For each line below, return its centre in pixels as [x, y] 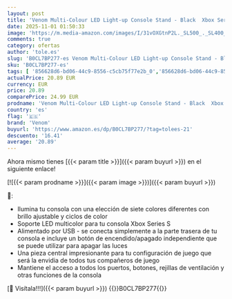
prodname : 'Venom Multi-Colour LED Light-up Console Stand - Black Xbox [116, 104]
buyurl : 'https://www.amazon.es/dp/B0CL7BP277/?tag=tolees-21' [100, 129]
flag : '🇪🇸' [24, 116]
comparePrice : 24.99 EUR [43, 97]
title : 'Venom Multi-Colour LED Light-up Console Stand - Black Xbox [111, 20]
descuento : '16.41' [35, 135]
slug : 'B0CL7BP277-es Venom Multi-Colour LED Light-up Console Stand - [112, 59]
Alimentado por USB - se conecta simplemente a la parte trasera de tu [117, 231]
